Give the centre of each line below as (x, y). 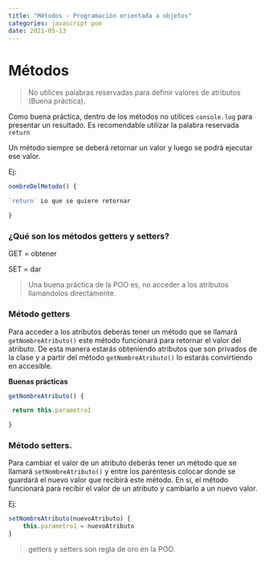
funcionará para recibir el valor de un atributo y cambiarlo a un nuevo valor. (133, 489)
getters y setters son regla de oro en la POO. (102, 549)
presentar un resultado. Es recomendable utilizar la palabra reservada (124, 125)
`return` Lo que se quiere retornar (69, 202)
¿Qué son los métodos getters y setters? (89, 236)
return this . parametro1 (51, 410)
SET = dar (25, 269)
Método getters (39, 314)
